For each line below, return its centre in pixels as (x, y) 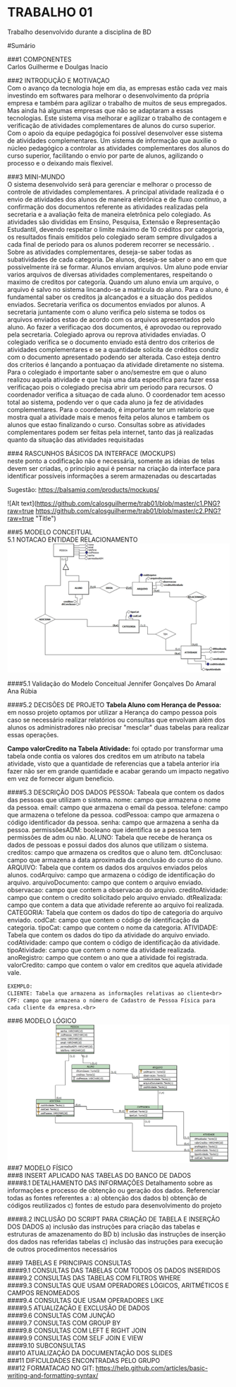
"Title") (46, 518)
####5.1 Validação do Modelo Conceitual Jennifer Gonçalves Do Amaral (112, 684)
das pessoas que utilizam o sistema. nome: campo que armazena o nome (114, 800)
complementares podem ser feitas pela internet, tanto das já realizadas (110, 432)
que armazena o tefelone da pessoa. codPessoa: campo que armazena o (113, 815)
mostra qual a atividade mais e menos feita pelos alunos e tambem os (108, 417)
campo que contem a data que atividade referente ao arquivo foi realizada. (116, 905)
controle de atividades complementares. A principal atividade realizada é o (116, 192)
